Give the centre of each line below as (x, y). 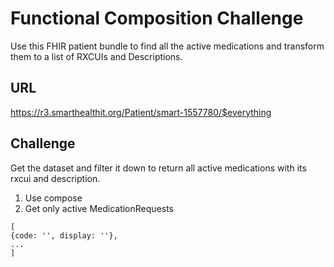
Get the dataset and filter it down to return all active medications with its (158, 168)
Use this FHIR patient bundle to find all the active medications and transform (167, 46)
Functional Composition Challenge (157, 18)
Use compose (53, 198)
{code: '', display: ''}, (64, 235)
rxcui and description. (55, 178)
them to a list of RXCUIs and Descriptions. (96, 56)
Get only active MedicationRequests (99, 208)
